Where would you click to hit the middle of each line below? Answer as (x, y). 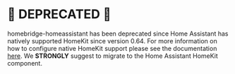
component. (25, 63)
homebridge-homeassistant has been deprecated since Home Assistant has (118, 34)
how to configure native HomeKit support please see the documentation (112, 48)
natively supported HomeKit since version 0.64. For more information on (112, 40)
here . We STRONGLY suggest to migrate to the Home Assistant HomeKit (113, 56)
